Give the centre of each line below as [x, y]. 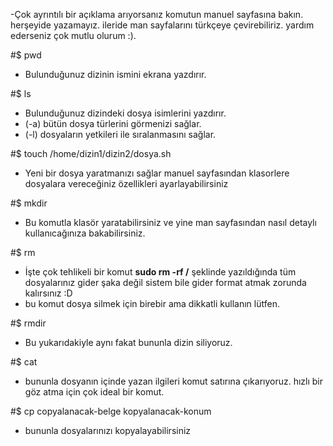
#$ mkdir [29, 203]
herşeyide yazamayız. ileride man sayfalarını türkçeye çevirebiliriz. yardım [162, 25]
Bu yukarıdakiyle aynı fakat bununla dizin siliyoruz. [128, 342]
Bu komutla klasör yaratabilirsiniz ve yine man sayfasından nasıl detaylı [170, 222]
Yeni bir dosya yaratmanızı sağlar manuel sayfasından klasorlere [157, 173]
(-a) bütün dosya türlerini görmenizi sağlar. [113, 123]
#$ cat [24, 362]
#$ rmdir [28, 323]
